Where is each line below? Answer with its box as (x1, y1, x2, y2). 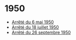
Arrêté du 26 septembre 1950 (11, 29, 71, 35)
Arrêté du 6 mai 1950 (11, 19, 54, 25)
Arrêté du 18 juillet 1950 (11, 24, 59, 30)
